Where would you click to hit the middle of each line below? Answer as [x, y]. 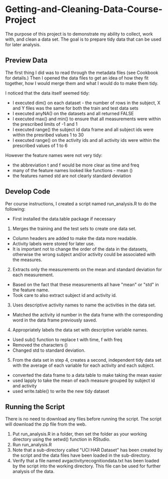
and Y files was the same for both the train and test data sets [75, 108]
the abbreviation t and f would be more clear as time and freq [76, 165]
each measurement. [33, 275]
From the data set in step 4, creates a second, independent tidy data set [87, 360]
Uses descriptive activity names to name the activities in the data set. [84, 305]
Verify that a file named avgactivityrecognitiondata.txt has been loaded [86, 461]
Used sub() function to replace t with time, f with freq [67, 339]
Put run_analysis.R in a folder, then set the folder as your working [79, 434]
